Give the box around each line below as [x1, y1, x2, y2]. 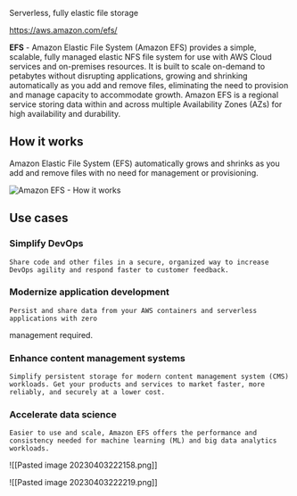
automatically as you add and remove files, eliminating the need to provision [9, 80, 289, 90]
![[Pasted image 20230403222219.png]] [9, 477, 158, 488]
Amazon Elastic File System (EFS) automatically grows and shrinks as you [9, 158, 281, 169]
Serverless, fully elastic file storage [9, 8, 139, 18]
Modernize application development [9, 285, 169, 298]
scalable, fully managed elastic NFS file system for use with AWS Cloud [9, 52, 272, 62]
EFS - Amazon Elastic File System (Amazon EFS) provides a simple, [9, 42, 257, 53]
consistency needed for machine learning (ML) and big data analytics [9, 436, 277, 445]
